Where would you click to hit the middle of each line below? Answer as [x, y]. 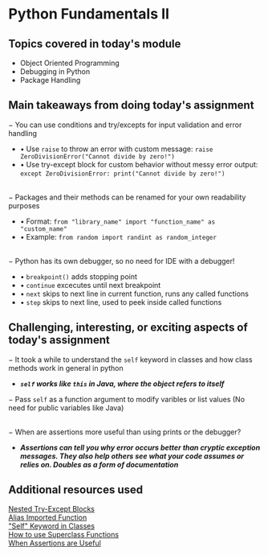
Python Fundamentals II [89, 14]
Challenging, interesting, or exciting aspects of [128, 328]
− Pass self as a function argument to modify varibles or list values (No [127, 399]
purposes [24, 205]
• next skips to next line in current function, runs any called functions [134, 294]
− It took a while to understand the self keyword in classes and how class [130, 360]
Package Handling [50, 80]
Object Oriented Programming [70, 63]
